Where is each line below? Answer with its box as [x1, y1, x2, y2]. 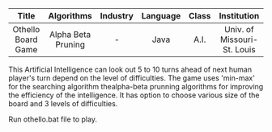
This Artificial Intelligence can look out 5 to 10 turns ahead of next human [8, 64, 253, 74]
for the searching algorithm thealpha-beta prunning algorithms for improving [8, 82, 264, 91]
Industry [100, 10, 134, 21]
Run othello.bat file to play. [8, 114, 97, 124]
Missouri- [219, 34, 259, 45]
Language [141, 10, 181, 21]
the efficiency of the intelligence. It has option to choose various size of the [8, 90, 260, 100]
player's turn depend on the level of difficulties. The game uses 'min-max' [8, 73, 255, 83]
